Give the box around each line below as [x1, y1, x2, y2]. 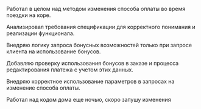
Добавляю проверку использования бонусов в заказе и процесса [6, 60, 179, 67]
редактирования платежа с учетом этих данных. [6, 66, 134, 73]
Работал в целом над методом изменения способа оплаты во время [6, 5, 186, 12]
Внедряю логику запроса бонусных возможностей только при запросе [6, 42, 192, 48]
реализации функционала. [6, 30, 75, 37]
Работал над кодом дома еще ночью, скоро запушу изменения [6, 96, 172, 103]
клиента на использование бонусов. [6, 48, 101, 55]
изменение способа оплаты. [6, 84, 80, 91]
